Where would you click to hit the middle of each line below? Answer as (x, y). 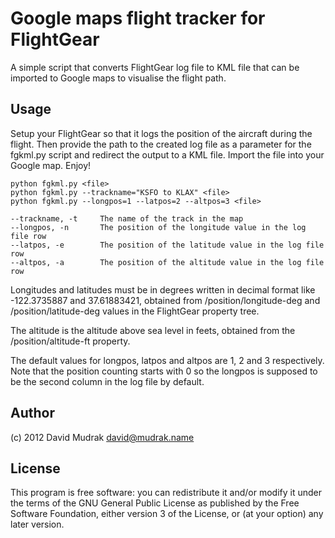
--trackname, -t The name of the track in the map (127, 218)
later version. (37, 524)
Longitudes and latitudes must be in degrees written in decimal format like (163, 289)
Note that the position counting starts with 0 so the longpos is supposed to (164, 371)
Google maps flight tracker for (138, 18)
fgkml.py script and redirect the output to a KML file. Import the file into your (167, 154)
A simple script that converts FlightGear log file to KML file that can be (155, 67)
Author (32, 413)
